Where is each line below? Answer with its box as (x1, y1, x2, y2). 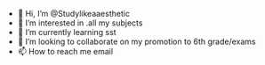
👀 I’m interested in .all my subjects (17, 18, 143, 28)
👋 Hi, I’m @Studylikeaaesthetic (17, 9, 131, 18)
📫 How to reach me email (17, 47, 114, 56)
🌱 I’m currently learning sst (17, 27, 117, 37)
